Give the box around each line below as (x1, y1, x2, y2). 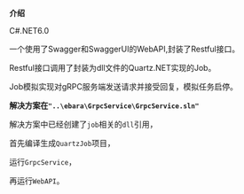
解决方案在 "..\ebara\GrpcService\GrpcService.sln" (9, 100, 200, 111)
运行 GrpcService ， (9, 157, 77, 167)
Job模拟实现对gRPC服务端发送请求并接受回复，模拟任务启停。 (9, 81, 238, 91)
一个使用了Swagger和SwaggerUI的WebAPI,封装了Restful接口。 (9, 43, 240, 54)
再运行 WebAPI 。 (9, 175, 65, 186)
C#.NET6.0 (9, 26, 50, 35)
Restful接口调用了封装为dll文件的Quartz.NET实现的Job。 (9, 63, 216, 73)
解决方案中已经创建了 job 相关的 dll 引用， (9, 119, 158, 129)
